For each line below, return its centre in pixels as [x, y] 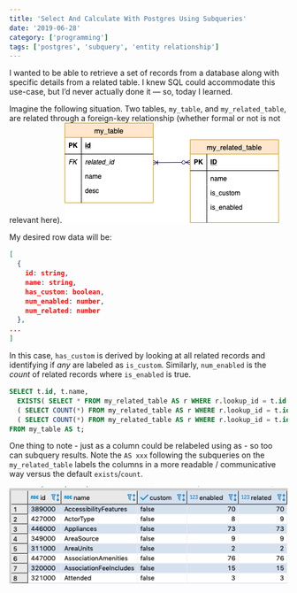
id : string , [47, 273]
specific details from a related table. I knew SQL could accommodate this [142, 82]
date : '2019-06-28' [45, 28]
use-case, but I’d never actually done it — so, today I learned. [121, 92]
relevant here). [36, 220]
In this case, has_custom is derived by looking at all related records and [137, 355]
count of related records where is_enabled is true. [100, 374]
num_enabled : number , [65, 301]
